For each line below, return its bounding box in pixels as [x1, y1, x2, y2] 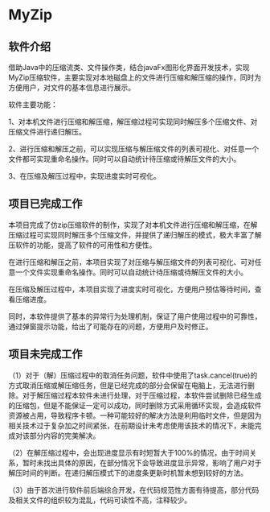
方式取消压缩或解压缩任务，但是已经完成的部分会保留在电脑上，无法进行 [8, 380, 247, 390]
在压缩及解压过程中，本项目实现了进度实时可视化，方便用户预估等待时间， [8, 284, 255, 294]
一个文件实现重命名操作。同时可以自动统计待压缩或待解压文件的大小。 [14, 267, 247, 277]
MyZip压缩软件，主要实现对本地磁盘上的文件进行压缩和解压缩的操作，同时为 [8, 72, 262, 82]
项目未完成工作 [8, 348, 83, 361]
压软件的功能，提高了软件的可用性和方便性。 [8, 240, 157, 250]
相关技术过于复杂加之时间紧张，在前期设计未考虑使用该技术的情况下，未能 [8, 420, 255, 430]
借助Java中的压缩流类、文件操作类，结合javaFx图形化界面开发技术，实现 [8, 63, 250, 72]
